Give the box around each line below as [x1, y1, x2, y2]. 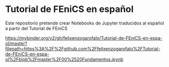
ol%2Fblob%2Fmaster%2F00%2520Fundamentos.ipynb [5, 56, 124, 62]
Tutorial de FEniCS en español [5, 3, 134, 15]
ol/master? [5, 40, 28, 46]
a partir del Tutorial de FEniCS [5, 25, 68, 31]
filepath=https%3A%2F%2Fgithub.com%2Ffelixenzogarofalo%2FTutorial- [5, 45, 160, 51]
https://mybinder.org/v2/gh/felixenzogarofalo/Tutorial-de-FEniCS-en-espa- [5, 35, 163, 41]
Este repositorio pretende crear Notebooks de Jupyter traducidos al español [5, 20, 164, 26]
